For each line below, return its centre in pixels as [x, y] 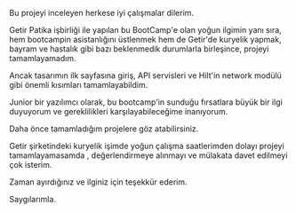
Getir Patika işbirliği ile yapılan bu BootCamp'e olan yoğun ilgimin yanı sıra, [145, 30]
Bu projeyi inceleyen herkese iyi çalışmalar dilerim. [101, 13]
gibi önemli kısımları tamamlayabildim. [79, 85]
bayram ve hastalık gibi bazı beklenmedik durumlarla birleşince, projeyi [139, 49]
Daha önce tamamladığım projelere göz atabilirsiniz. [104, 129]
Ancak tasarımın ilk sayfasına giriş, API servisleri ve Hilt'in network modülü [146, 75]
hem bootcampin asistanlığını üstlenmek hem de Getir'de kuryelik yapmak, [145, 39]
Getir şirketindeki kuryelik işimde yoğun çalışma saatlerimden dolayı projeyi [147, 146]
